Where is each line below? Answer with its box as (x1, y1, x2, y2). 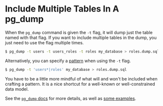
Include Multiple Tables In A (5, 3, 119, 14)
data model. (5, 86, 29, 92)
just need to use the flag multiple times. (5, 40, 84, 45)
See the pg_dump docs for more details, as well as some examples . (5, 95, 136, 101)
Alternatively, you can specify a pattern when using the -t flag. (5, 58, 131, 64)
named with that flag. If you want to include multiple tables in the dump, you (5, 35, 157, 40)
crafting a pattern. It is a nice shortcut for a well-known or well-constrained (5, 81, 155, 87)
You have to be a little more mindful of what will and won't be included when (5, 76, 158, 81)
